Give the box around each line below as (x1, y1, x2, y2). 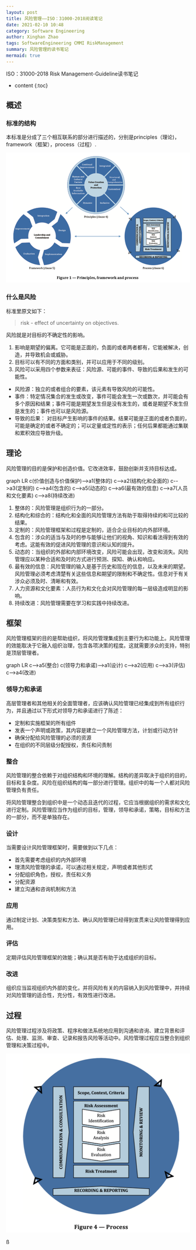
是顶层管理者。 (6, 650, 42, 657)
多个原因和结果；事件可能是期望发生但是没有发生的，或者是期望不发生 (14, 400, 184, 407)
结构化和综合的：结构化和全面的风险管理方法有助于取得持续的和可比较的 (14, 511, 188, 518)
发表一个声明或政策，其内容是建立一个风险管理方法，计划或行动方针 (14, 726, 178, 734)
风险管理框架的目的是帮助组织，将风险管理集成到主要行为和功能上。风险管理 (6, 635, 190, 642)
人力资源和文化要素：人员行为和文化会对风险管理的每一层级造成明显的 (14, 585, 184, 592)
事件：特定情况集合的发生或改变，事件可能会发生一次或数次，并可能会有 (14, 393, 188, 400)
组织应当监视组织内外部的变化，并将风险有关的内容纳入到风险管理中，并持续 (6, 984, 190, 991)
